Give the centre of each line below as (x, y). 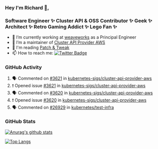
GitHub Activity (23, 67)
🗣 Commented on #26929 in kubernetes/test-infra (63, 107)
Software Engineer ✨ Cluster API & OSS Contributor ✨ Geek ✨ (79, 20)
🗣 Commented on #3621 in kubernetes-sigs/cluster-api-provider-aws (82, 78)
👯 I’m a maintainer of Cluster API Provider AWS (58, 43)
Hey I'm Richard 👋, (27, 8)
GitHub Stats (20, 121)
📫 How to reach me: (33, 53)
